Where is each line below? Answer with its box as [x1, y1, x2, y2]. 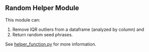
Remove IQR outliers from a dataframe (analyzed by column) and [12, 26, 145, 32]
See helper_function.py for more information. [5, 41, 97, 47]
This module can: [5, 17, 40, 23]
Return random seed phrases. [12, 31, 73, 37]
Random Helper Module [5, 4, 79, 12]
